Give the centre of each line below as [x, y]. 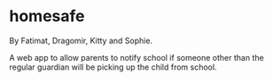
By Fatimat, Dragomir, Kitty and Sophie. [81, 40]
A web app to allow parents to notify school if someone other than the [136, 57]
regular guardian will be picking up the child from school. [113, 67]
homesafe [47, 16]
